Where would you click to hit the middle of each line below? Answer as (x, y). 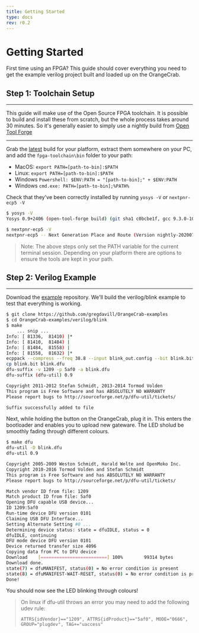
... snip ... (33, 331)
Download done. (25, 563)
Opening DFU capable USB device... (50, 502)
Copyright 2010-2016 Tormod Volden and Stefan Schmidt (75, 469)
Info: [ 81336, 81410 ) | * (39, 336)
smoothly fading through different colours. (58, 431)
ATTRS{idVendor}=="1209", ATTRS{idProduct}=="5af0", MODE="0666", (104, 619)
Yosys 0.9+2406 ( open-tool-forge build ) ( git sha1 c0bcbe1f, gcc (88, 219)
